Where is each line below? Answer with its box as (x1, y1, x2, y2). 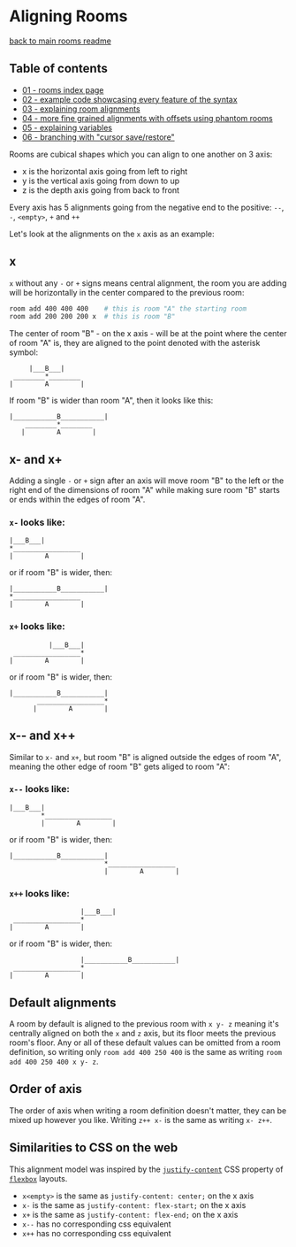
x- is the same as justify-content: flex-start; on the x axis (21, 1199, 247, 1210)
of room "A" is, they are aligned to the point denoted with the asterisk (9, 338, 261, 349)
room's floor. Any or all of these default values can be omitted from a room (9, 1037, 281, 1048)
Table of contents (9, 61, 108, 76)
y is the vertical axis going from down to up (21, 175, 180, 186)
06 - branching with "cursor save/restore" (21, 131, 175, 142)
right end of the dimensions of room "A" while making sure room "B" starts (9, 485, 280, 496)
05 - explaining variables (21, 122, 113, 133)
